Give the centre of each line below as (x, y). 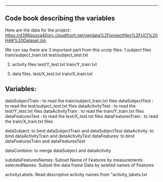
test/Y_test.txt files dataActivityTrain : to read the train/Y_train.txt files (74, 111)
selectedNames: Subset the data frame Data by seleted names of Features (80, 165)
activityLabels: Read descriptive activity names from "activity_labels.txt (76, 174)
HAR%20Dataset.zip (25, 40)
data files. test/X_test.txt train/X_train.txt (52, 74)
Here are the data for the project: (38, 30)
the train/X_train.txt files (29, 121)
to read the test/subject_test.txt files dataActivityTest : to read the (70, 106)
